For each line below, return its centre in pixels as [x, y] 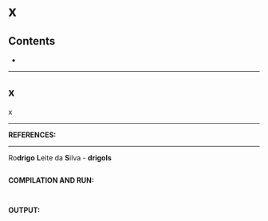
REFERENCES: [32, 135]
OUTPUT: [24, 210]
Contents [32, 41]
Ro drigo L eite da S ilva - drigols [60, 157]
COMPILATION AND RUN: [51, 180]
